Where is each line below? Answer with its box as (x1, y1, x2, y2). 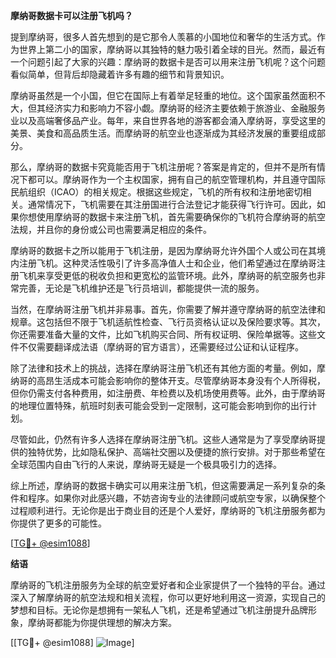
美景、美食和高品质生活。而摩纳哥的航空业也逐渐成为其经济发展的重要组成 (10, 127, 317, 139)
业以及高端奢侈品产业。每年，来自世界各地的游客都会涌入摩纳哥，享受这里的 (10, 115, 326, 126)
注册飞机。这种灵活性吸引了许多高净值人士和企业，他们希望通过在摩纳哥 (18, 257, 317, 269)
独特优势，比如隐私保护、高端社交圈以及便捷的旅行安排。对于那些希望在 (27, 446, 326, 458)
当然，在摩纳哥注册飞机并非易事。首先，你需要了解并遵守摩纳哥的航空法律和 (10, 304, 326, 315)
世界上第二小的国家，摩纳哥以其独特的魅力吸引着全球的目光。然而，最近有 (18, 44, 326, 55)
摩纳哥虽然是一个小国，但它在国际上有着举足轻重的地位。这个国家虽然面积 (10, 90, 317, 101)
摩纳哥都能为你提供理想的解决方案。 (27, 617, 177, 628)
